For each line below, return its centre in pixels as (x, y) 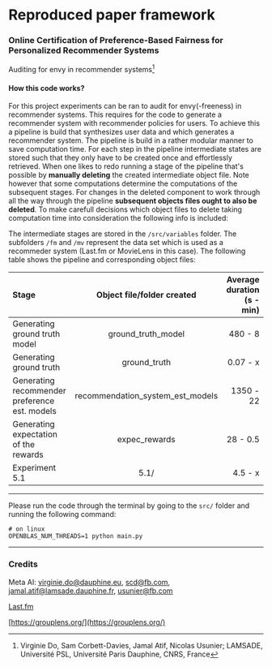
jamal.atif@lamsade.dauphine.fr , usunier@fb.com (91, 591)
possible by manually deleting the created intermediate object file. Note (129, 175)
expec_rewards (146, 440)
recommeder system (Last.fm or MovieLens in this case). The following (127, 251)
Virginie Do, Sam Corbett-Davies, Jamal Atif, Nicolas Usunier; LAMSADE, (141, 645)
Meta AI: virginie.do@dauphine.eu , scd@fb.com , (89, 582)
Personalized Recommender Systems (84, 50)
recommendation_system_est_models (147, 396)
